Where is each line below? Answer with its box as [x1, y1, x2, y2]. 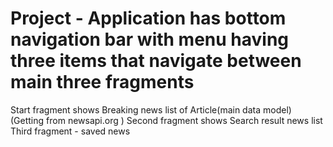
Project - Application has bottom [10, 7, 287, 30]
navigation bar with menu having [10, 28, 290, 51]
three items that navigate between [10, 50, 302, 72]
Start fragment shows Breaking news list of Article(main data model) [10, 103, 292, 116]
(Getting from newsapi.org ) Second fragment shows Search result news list [10, 114, 323, 126]
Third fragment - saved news [10, 125, 131, 137]
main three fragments [10, 71, 195, 94]
